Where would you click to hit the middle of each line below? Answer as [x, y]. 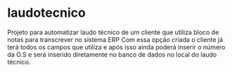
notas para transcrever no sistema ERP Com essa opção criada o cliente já [115, 39]
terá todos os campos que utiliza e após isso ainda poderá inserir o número [116, 47]
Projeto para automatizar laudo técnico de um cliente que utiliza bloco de [113, 32]
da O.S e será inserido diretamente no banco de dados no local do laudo [112, 55]
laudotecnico [46, 13]
